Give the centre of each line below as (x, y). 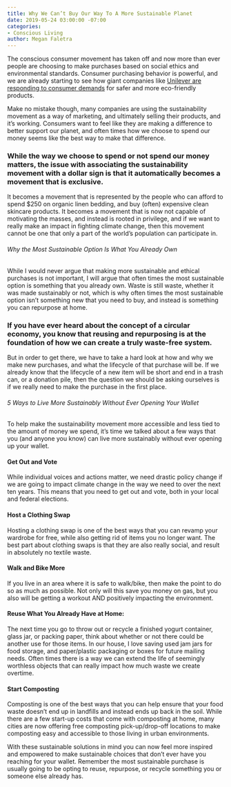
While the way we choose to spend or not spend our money (109, 156)
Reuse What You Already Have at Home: (66, 614)
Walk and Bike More (36, 568)
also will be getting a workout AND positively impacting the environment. (110, 598)
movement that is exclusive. (55, 182)
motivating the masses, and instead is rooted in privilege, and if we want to (113, 219)
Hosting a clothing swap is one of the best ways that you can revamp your (113, 530)
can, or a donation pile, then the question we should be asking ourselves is (113, 379)
